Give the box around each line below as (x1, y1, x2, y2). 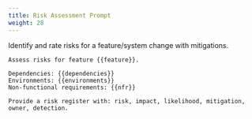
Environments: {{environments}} (8, 76, 115, 84)
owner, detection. (8, 104, 69, 112)
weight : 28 (8, 19, 44, 27)
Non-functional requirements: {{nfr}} (8, 84, 136, 91)
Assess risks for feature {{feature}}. (8, 56, 140, 64)
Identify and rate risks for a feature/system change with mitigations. (8, 40, 229, 50)
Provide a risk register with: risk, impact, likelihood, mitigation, (8, 97, 246, 105)
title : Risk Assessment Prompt (8, 11, 111, 20)
